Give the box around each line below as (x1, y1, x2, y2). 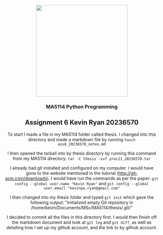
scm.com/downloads (5, 175, 47, 181)
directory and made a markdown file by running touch (28, 136, 136, 142)
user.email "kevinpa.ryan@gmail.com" (43, 186, 120, 191)
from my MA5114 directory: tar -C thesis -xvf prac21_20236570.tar (13, 155, 151, 161)
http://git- (118, 170, 138, 176)
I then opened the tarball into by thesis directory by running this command (7, 150, 156, 156)
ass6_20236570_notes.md (57, 142, 106, 147)
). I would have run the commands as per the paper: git (47, 175, 159, 181)
